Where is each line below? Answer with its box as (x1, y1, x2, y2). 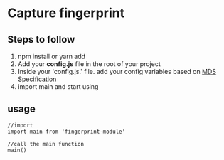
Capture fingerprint (7, 5, 125, 21)
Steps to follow (7, 33, 75, 46)
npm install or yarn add (17, 52, 86, 60)
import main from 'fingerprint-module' (7, 128, 126, 135)
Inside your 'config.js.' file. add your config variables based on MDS (17, 68, 217, 75)
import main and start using (17, 82, 99, 90)
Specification (17, 75, 57, 83)
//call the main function (7, 140, 84, 147)
